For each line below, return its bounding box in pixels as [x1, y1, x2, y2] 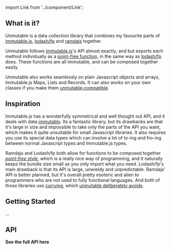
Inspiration [5, 99, 41, 108]
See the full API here [5, 239, 50, 245]
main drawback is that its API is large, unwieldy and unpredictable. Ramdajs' [5, 166, 166, 172]
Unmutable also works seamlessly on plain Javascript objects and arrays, [5, 74, 160, 80]
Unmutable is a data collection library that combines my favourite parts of [5, 33, 160, 39]
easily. [5, 64, 19, 70]
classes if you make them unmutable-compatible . [5, 85, 109, 91]
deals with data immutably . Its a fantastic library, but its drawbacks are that [5, 118, 163, 124]
